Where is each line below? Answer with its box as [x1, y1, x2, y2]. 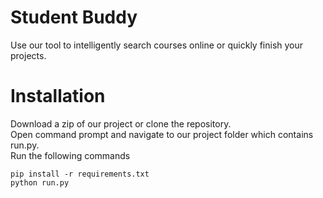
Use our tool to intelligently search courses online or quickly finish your [10, 39, 304, 51]
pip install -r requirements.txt [10, 169, 150, 179]
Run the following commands [10, 149, 131, 161]
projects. [10, 49, 47, 61]
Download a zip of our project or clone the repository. [10, 117, 232, 130]
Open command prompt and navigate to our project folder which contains [10, 128, 314, 140]
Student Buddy [10, 6, 138, 29]
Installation [10, 85, 106, 108]
